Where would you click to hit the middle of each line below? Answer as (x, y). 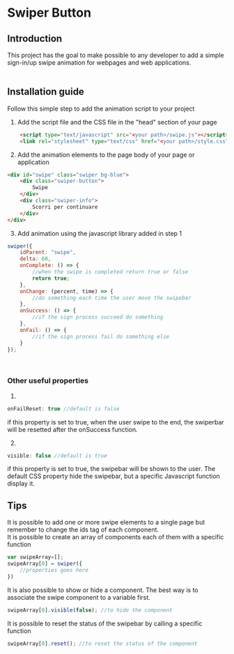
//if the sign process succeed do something (98, 317)
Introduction (35, 39)
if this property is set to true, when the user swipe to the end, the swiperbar (116, 422)
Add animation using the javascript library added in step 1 (100, 233)
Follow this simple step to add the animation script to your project (101, 109)
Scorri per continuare (65, 207)
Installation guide (46, 92)
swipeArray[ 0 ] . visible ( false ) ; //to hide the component (90, 610)
